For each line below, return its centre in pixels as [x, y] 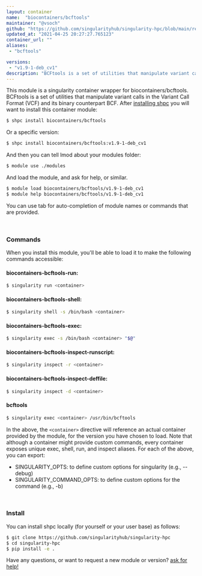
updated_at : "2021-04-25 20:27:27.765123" [60, 34]
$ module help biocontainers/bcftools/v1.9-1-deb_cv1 [75, 194]
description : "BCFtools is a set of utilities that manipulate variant [98, 73]
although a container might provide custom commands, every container [95, 442]
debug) [24, 473]
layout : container [29, 12]
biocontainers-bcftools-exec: [44, 325]
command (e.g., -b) [39, 486]
